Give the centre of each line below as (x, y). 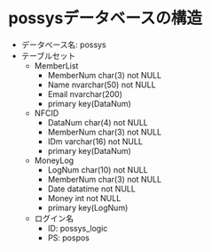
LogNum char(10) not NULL (98, 169)
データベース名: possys (64, 45)
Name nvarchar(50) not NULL (102, 85)
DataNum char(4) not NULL (98, 122)
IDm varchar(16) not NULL (95, 141)
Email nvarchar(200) (85, 93)
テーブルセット (48, 55)
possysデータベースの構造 (106, 18)
